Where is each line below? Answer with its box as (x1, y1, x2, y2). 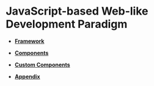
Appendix (14, 73, 40, 80)
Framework (14, 37, 45, 45)
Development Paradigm (5, 17, 128, 31)
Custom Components (14, 61, 71, 68)
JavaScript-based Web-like (5, 4, 148, 18)
